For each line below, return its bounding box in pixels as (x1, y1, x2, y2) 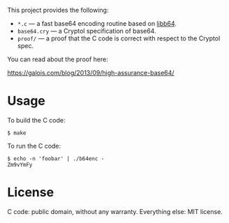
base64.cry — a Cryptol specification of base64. (17, 27, 156, 35)
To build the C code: (7, 116, 66, 124)
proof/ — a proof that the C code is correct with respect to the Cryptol (17, 34, 221, 43)
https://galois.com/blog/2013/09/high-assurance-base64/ (7, 69, 175, 77)
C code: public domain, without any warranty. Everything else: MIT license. (7, 207, 223, 215)
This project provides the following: (7, 6, 109, 14)
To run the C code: (7, 141, 61, 150)
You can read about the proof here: (7, 55, 108, 63)
